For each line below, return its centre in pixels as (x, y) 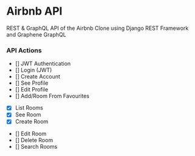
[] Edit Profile (32, 90)
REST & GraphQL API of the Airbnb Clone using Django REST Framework (97, 28)
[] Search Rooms (36, 147)
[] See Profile (32, 83)
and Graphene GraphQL (36, 34)
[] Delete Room (34, 140)
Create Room (32, 122)
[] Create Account (38, 77)
